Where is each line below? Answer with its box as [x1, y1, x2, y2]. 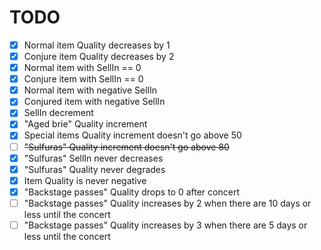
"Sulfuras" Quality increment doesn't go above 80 [23, 141, 230, 153]
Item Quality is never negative [23, 174, 147, 186]
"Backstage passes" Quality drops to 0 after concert [23, 186, 240, 198]
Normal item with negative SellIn [23, 84, 158, 96]
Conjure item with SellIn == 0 [23, 73, 144, 85]
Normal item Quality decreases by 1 [23, 39, 171, 51]
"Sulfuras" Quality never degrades [23, 163, 166, 175]
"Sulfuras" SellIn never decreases [23, 152, 164, 164]
